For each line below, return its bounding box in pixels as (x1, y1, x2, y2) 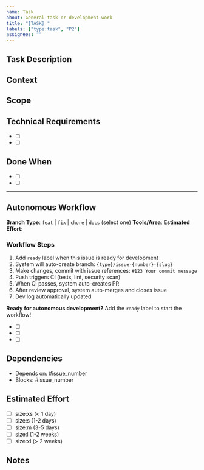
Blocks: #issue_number (15, 376, 74, 384)
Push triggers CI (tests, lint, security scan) (15, 273, 121, 281)
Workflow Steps (6, 240, 55, 248)
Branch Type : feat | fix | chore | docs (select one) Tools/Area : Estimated (6, 219, 190, 226)
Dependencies (6, 354, 63, 364)
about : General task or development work (6, 15, 113, 21)
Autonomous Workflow (6, 202, 97, 213)
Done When (6, 156, 52, 167)
